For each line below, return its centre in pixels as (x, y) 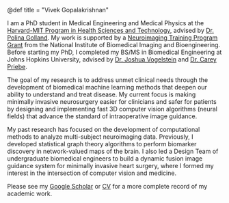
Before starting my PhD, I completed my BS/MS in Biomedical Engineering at (114, 52)
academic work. (30, 193)
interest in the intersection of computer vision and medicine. (92, 173)
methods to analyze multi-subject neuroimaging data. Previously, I (100, 137)
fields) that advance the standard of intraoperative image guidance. (102, 116)
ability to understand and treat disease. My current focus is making (102, 94)
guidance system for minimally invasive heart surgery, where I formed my (110, 166)
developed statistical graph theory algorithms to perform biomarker (102, 144)
